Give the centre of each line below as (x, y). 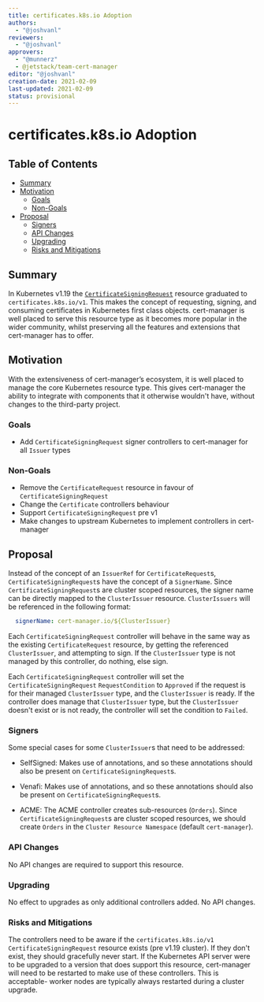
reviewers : (26, 37)
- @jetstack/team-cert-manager (67, 67)
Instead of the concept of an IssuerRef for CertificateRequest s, (112, 573)
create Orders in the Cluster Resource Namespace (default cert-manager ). (136, 827)
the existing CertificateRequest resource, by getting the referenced (118, 645)
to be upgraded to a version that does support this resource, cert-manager (129, 965)
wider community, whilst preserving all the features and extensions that (124, 327)
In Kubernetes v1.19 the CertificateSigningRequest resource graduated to (128, 294)
